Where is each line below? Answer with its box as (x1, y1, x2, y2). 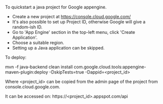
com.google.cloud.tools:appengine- (73, 64, 146, 70)
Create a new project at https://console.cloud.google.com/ (12, 14, 131, 19)
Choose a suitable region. (12, 40, 64, 46)
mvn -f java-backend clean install (5, 64, 73, 70)
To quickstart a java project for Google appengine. (5, 4, 107, 10)
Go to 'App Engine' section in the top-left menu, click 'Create (12, 29, 136, 35)
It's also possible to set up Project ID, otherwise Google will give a (12, 19, 146, 25)
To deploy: (5, 54, 27, 60)
